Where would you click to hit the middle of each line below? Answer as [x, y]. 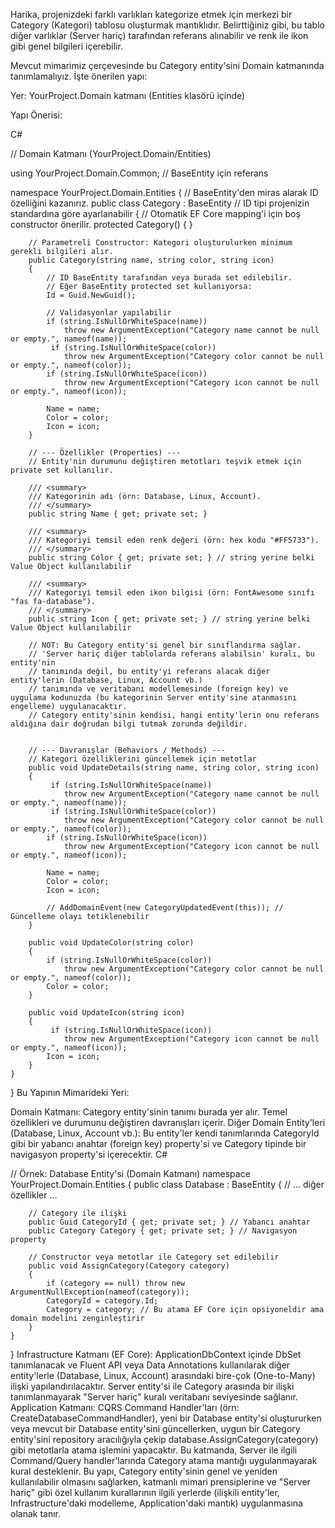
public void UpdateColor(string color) [111, 943]
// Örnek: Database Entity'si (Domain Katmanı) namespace [130, 1173]
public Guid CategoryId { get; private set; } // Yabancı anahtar [169, 1222]
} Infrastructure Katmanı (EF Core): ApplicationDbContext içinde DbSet [156, 1354]
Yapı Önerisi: [36, 115]
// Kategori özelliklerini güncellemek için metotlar [142, 759]
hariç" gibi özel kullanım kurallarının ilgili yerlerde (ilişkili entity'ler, [145, 1492]
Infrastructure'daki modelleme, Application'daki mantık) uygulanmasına [156, 1503]
